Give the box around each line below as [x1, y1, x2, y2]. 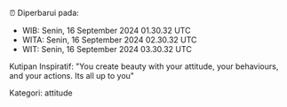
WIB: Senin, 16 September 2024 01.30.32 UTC [21, 26, 191, 35]
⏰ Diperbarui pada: [9, 8, 80, 18]
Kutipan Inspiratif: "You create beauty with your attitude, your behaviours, [9, 61, 279, 72]
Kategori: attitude [9, 88, 73, 98]
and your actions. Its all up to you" [9, 71, 135, 80]
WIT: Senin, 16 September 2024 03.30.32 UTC [21, 44, 193, 54]
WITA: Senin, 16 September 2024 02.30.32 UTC [21, 34, 197, 45]
